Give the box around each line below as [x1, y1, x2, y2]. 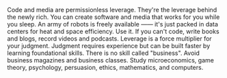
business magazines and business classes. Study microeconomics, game [7, 56, 214, 64]
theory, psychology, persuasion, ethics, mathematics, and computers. [7, 64, 204, 71]
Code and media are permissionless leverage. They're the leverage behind [7, 6, 217, 14]
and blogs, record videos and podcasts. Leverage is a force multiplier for [7, 35, 212, 43]
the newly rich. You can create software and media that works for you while [7, 13, 220, 21]
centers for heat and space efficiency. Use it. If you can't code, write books [7, 27, 220, 35]
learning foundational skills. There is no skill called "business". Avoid [7, 49, 200, 57]
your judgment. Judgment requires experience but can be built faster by [7, 42, 211, 50]
